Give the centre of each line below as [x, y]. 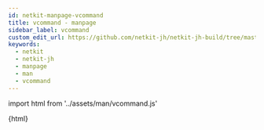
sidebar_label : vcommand [49, 30]
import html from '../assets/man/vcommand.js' [83, 103]
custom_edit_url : [37, 37]
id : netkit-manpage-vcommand [56, 15]
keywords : [24, 45]
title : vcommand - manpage [52, 23]
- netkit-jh [35, 60]
